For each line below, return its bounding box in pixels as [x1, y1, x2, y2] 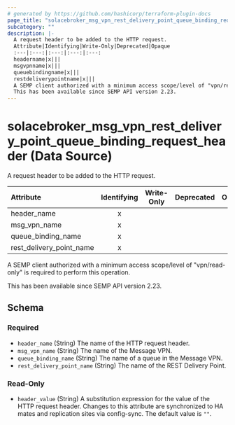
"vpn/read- [193, 260, 226, 270]
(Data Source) [30, 148, 113, 165]
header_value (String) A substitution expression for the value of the [17, 395, 210, 403]
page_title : [7, 17, 42, 24]
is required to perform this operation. [24, 268, 131, 277]
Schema [7, 302, 44, 314]
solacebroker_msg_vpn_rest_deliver [7, 118, 222, 134]
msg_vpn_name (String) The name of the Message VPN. [17, 346, 173, 354]
